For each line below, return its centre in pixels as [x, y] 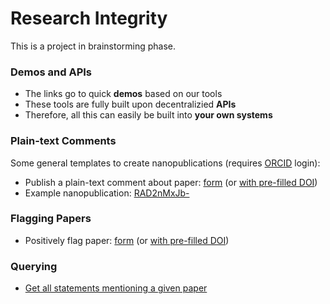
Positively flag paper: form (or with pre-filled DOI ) [127, 240]
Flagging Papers [51, 219]
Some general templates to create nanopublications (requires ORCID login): [165, 163]
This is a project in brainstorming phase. [93, 46]
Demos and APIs [51, 72]
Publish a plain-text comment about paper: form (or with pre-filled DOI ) [171, 182]
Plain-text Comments [63, 141]
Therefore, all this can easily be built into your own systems [148, 115]
